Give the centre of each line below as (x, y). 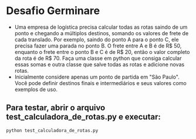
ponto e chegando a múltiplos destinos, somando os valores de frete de (102, 33)
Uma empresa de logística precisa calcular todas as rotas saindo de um (101, 27)
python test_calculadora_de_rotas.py (52, 130)
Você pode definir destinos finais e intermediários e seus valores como (100, 83)
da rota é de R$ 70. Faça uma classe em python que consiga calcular (98, 58)
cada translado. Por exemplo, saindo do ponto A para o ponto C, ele (97, 39)
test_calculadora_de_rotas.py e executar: (84, 117)
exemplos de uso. (36, 89)
